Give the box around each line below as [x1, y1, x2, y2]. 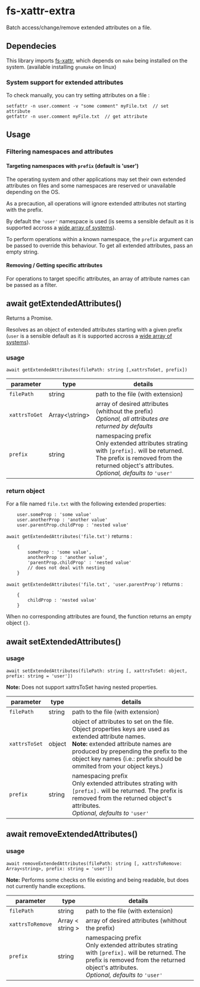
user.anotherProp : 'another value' [17, 517, 108, 523]
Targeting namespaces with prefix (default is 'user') [6, 162, 139, 169]
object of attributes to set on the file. [72, 717, 174, 726]
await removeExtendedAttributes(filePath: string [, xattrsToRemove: [6, 860, 183, 867]
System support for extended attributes [6, 78, 124, 86]
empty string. [6, 248, 39, 255]
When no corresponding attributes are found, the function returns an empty [6, 613, 192, 620]
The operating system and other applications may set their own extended [6, 176, 186, 183]
